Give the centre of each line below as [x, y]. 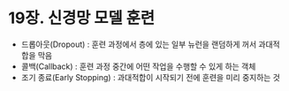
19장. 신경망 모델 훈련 [82, 18]
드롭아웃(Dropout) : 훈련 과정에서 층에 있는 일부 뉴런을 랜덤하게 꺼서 [139, 44]
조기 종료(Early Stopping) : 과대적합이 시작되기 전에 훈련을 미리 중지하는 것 [150, 77]
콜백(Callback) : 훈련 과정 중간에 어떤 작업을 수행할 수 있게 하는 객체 [138, 66]
